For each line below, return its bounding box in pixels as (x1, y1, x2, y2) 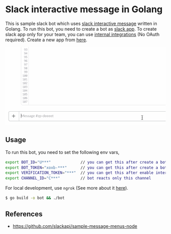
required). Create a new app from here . (5, 37, 88, 43)
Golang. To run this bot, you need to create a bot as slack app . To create (5, 25, 157, 32)
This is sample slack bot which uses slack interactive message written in (5, 20, 157, 27)
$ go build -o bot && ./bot (5, 195, 65, 201)
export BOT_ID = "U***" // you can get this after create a (5, 160, 158, 165)
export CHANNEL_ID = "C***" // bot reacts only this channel (5, 176, 152, 181)
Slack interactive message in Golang (5, 4, 163, 15)
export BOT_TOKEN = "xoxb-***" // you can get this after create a (5, 165, 158, 170)
